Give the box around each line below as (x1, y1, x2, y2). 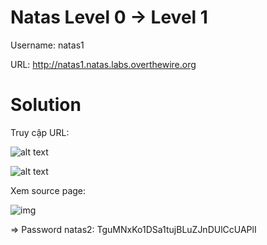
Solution (10, 94, 82, 116)
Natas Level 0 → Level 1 (10, 6, 208, 29)
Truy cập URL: (10, 126, 70, 138)
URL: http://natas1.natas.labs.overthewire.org (10, 58, 197, 70)
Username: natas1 (10, 39, 85, 51)
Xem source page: (10, 184, 87, 196)
